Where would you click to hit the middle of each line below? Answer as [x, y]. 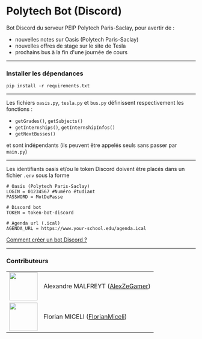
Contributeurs [27, 261]
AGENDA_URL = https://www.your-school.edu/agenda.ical [76, 229]
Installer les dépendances [45, 73]
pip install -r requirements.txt [48, 86]
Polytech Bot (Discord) [64, 11]
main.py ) [17, 152]
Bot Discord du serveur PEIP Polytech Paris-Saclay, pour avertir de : [90, 28]
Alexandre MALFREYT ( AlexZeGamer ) [97, 286]
